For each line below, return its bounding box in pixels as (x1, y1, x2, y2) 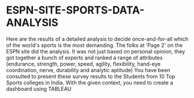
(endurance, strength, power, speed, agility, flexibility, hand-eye (6, 60, 160, 67)
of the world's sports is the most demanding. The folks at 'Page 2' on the (6, 42, 183, 49)
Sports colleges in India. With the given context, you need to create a (6, 79, 173, 86)
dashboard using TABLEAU (6, 85, 72, 92)
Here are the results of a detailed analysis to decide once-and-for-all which (6, 35, 189, 42)
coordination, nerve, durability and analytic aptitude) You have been (6, 66, 170, 73)
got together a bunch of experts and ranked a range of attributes (6, 54, 163, 61)
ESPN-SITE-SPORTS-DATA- (6, 4, 145, 17)
